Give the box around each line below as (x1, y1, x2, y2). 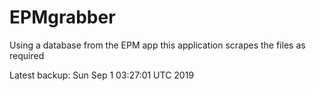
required (9, 49, 45, 61)
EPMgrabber (9, 6, 116, 29)
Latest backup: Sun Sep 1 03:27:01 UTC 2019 (9, 69, 195, 81)
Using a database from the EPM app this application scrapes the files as (9, 39, 306, 51)
